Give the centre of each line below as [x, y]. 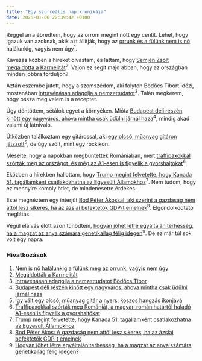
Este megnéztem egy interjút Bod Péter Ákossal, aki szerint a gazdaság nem [101, 200]
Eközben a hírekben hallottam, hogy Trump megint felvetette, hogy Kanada [99, 175]
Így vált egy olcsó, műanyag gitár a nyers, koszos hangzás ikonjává [99, 300]
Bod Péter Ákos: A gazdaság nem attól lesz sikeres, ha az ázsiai [94, 332]
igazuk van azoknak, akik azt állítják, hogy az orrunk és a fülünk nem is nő [98, 41]
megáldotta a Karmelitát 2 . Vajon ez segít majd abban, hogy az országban [97, 67]
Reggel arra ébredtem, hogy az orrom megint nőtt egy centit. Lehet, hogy [97, 34]
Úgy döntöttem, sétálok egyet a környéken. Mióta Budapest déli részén [94, 111]
